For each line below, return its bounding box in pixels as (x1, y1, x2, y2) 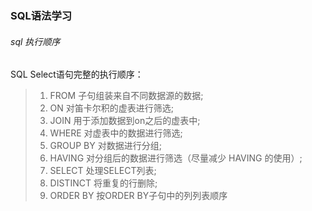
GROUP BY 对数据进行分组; (49, 140, 162, 152)
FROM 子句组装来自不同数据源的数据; (49, 90, 204, 102)
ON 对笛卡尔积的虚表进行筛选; (49, 102, 175, 114)
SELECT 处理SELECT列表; (49, 165, 157, 177)
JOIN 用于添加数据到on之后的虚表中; (49, 115, 201, 127)
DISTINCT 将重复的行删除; (49, 177, 158, 189)
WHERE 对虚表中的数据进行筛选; (49, 127, 183, 139)
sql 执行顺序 (10, 35, 61, 47)
